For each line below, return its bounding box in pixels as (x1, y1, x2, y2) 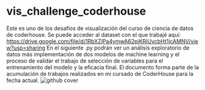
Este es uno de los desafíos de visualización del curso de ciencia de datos (6, 24, 194, 32)
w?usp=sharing (6, 44, 46, 51)
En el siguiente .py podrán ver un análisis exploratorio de (47, 44, 190, 51)
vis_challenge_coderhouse (6, 4, 146, 18)
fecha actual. (6, 77, 40, 84)
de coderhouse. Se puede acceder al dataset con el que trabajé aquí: (6, 31, 181, 38)
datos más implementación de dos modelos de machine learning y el (6, 50, 180, 58)
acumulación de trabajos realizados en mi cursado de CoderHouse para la (6, 70, 194, 77)
